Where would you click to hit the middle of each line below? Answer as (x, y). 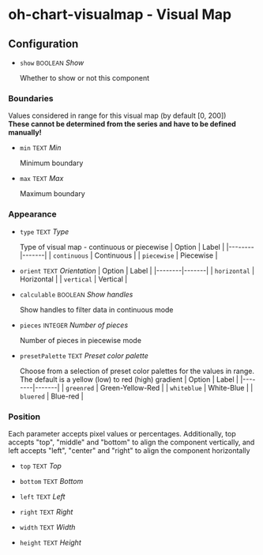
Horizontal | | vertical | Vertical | (73, 279)
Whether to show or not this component (85, 78)
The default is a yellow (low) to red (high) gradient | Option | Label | (129, 379)
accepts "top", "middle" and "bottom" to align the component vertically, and (131, 442)
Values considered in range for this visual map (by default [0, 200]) (117, 115)
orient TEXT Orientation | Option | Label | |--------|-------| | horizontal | (137, 270)
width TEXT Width (47, 527)
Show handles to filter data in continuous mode (96, 309)
